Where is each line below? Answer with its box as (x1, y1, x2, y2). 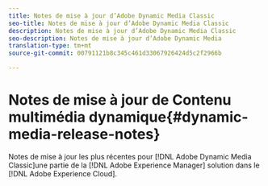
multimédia (8, 108, 86, 126)
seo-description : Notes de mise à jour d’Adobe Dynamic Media (8, 34, 222, 43)
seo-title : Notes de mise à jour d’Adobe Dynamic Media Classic (8, 19, 229, 27)
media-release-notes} (8, 126, 161, 143)
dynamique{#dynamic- (88, 108, 249, 126)
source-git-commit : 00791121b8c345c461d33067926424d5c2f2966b (8, 49, 222, 57)
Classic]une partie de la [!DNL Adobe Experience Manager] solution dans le (8, 160, 260, 170)
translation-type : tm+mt (8, 42, 92, 50)
